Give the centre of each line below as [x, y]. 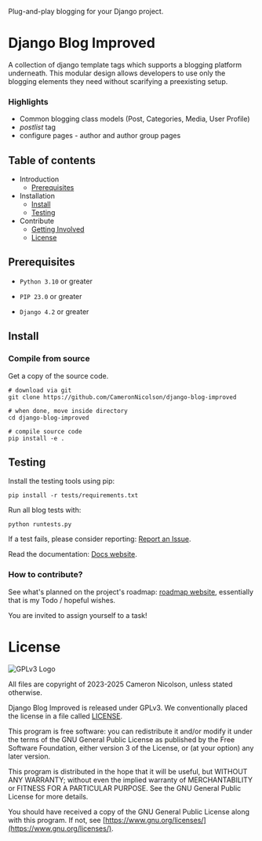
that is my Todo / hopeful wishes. [62, 600]
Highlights [28, 101]
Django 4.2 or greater [54, 311]
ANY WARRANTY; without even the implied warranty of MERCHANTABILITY [131, 780]
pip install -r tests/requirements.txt [73, 495]
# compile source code [45, 431]
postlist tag [38, 127]
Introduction [39, 179]
